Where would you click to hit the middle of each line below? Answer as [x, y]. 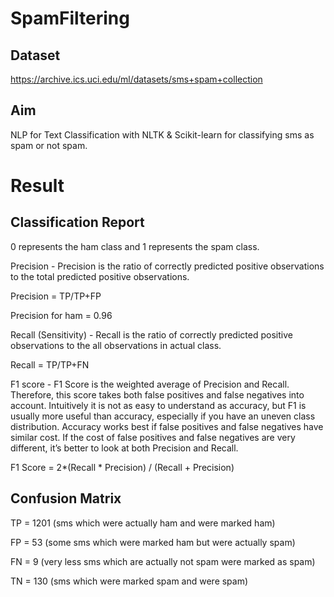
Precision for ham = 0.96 [61, 315]
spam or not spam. [49, 145]
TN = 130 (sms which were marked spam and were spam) [129, 581]
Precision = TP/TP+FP [56, 296]
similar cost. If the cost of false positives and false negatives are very [153, 437]
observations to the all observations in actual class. [116, 345]
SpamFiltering [70, 18]
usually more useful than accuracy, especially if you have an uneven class [163, 416]
